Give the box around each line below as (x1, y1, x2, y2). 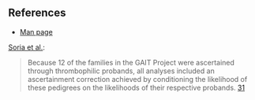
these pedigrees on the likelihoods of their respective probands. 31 (27, 83, 246, 92)
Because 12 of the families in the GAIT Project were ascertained (27, 57, 235, 67)
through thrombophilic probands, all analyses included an (27, 66, 215, 76)
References (8, 6, 66, 20)
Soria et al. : (8, 43, 45, 52)
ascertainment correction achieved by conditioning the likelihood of (27, 74, 248, 83)
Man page (19, 27, 53, 36)
